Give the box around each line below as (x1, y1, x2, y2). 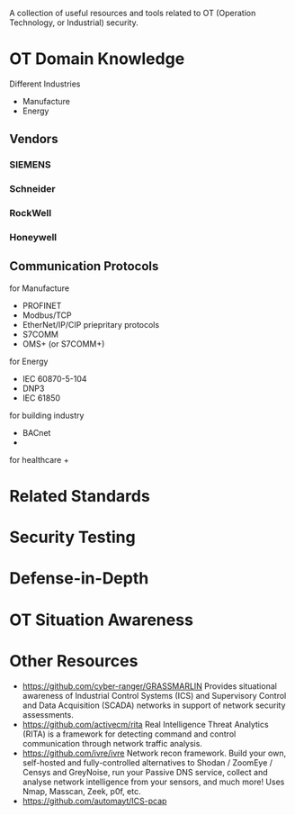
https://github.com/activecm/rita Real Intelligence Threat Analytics (22, 719, 269, 729)
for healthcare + (9, 454, 69, 465)
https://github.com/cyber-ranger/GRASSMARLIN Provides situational (22, 680, 277, 692)
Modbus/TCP (22, 310, 72, 321)
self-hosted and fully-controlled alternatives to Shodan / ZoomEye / (22, 756, 273, 768)
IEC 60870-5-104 (22, 373, 87, 384)
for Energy (9, 356, 49, 367)
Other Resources (9, 650, 139, 671)
